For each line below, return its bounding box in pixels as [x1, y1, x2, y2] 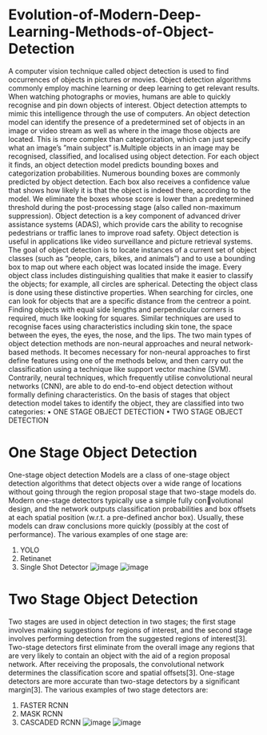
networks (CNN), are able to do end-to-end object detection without [8, 381, 233, 390]
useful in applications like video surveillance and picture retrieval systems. [8, 236, 253, 246]
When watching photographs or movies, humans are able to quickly [8, 91, 231, 101]
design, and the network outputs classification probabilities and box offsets [8, 503, 257, 514]
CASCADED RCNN [19, 717, 82, 727]
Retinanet [19, 553, 52, 563]
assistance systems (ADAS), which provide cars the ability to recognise [8, 219, 244, 229]
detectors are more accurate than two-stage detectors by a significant [8, 676, 240, 686]
